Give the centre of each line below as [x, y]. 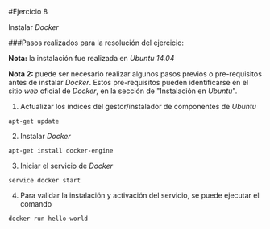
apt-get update [34, 121]
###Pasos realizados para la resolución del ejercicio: [96, 43]
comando [36, 204]
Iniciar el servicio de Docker [66, 166]
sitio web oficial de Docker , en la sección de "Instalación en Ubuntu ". [123, 91]
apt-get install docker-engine [61, 151]
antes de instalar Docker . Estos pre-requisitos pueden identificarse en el [129, 82]
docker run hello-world [48, 219]
